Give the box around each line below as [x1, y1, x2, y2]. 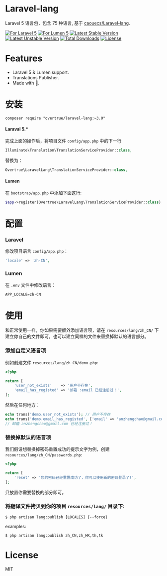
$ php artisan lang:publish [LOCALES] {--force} [5, 514, 108, 520]
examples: [5, 523, 26, 529]
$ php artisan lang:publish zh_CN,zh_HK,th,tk [5, 533, 103, 538]
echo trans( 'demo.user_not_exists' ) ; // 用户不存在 [5, 412, 111, 417]
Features [5, 53, 43, 64]
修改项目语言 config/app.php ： [5, 248, 69, 254]
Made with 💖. [12, 80, 40, 86]
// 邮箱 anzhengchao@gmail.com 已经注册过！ [5, 421, 93, 426]
